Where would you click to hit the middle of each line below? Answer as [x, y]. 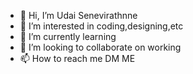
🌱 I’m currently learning [68, 36]
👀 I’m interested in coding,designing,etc [101, 26]
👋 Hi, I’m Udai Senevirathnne [78, 15]
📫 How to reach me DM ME [77, 58]
